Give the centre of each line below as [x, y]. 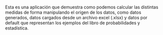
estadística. [17, 28]
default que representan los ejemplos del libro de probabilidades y [73, 23]
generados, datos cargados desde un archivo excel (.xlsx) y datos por [76, 17]
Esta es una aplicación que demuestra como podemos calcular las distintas [82, 7]
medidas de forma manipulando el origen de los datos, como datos [73, 12]
